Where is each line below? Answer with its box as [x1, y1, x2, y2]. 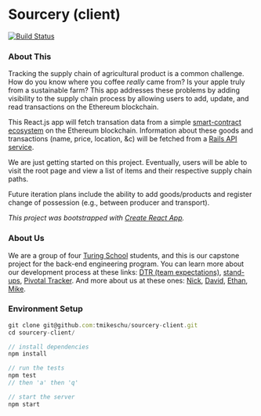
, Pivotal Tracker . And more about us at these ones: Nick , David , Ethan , [20, 276, 248, 285]
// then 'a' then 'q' [8, 379, 79, 387]
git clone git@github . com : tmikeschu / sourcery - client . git [8, 321, 198, 329]
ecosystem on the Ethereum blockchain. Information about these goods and [8, 126, 253, 135]
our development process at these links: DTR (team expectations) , [8, 267, 222, 276]
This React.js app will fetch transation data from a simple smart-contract [8, 118, 241, 127]
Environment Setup [8, 304, 84, 315]
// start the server [8, 392, 76, 401]
